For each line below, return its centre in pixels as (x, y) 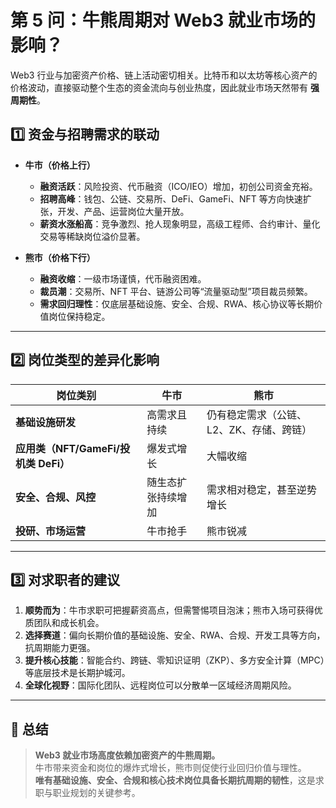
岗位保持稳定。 (79, 316)
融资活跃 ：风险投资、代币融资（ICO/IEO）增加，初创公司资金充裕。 (178, 186)
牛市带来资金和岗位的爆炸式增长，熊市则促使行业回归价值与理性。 (170, 768)
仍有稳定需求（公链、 (257, 414)
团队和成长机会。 (69, 623)
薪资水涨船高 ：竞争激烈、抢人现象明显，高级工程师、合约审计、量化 (180, 223)
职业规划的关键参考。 (96, 793)
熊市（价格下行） (60, 257)
